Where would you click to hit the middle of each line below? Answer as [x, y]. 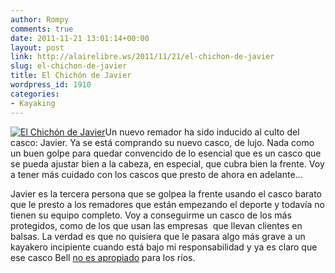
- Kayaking [33, 103]
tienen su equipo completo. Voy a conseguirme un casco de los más [151, 215]
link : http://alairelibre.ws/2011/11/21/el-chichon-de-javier [142, 57]
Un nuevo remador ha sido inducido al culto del [202, 132]
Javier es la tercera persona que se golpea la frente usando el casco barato [166, 193]
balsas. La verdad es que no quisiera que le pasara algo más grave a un [158, 236]
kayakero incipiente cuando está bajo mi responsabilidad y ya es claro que [164, 247]
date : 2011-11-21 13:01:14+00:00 [80, 38]
